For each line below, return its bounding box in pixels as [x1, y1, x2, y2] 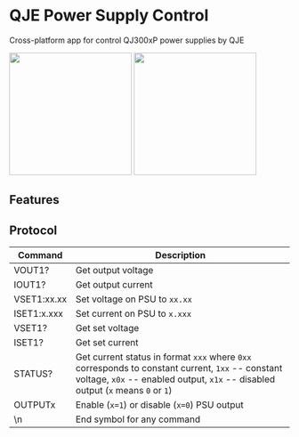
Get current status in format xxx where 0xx [75, 351, 252, 363]
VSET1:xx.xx [13, 293, 68, 305]
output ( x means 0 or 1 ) [75, 384, 173, 397]
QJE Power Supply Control [9, 5, 209, 26]
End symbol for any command [75, 413, 201, 425]
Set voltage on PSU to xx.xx [75, 293, 193, 305]
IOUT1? [13, 279, 46, 291]
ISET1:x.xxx [13, 308, 64, 320]
